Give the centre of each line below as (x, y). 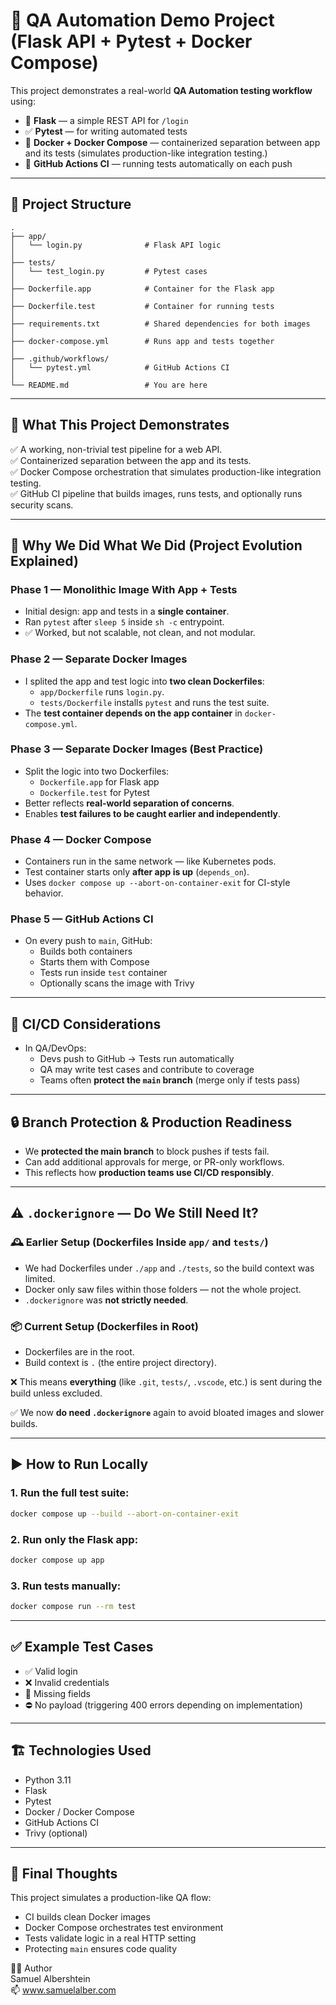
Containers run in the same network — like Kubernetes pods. (150, 861)
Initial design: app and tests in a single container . (127, 611)
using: (23, 101)
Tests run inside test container (103, 973)
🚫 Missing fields (58, 1693)
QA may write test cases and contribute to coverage (147, 1070)
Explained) (44, 560)
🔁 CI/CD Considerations (86, 1024)
